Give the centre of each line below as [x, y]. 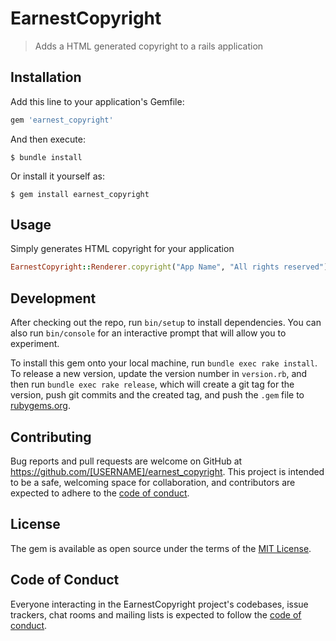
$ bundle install [46, 157]
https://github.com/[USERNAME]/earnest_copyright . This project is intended [167, 471]
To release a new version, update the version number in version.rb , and [159, 374]
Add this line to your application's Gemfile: [97, 101]
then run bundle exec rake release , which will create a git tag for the [152, 384]
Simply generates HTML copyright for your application [122, 249]
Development [53, 298]
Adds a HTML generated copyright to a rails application [149, 46]
